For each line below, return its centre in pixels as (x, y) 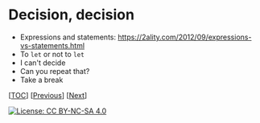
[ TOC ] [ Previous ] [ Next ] (48, 95)
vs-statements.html (52, 45)
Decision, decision (72, 15)
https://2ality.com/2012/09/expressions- (185, 37)
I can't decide (43, 63)
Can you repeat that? (55, 71)
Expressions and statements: (68, 37)
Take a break (41, 80)
